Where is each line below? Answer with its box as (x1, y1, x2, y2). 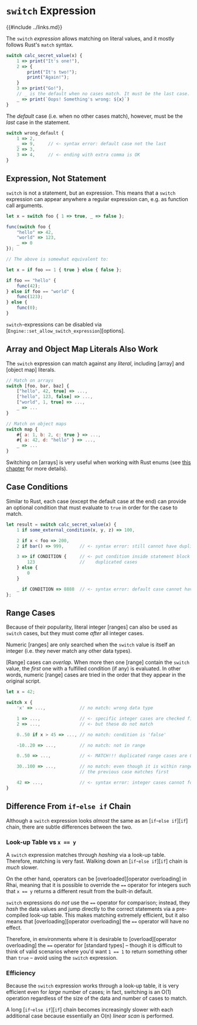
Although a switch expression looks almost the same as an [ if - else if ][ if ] (6, 817, 188, 824)
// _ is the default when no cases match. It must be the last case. (16, 91, 191, 97)
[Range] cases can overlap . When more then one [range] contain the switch (6, 659, 189, 666)
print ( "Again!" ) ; (27, 75, 69, 81)
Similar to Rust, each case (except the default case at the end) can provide (6, 498, 186, 505)
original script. (6, 677, 41, 685)
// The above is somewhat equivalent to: (6, 256, 109, 262)
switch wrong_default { (6, 130, 64, 136)
